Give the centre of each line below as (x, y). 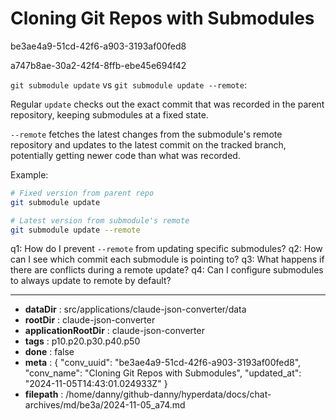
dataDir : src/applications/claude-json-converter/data (135, 309)
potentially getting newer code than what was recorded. (125, 155)
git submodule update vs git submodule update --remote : (128, 84)
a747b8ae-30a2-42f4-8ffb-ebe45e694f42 (98, 65)
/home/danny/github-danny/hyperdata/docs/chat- (168, 394)
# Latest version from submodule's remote (100, 220)
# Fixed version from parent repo (82, 193)
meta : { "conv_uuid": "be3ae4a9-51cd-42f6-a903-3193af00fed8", (163, 363)
